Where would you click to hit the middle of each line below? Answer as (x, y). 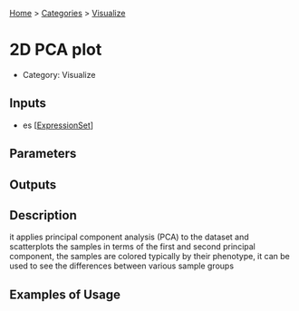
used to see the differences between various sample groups (121, 266)
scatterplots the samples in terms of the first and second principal (132, 247)
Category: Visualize (59, 74)
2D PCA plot (56, 50)
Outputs (33, 185)
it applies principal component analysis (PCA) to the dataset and (129, 237)
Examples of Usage (65, 294)
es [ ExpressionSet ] (58, 125)
